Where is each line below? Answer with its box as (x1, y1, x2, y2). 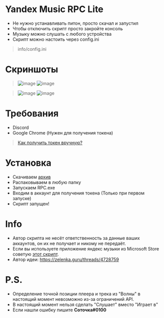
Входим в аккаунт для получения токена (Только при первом (12, 190, 145, 196)
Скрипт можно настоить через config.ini (12, 36, 100, 42)
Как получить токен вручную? (17, 140, 83, 146)
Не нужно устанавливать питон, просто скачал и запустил (12, 20, 138, 26)
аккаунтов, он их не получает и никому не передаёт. (12, 240, 126, 246)
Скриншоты (5, 64, 58, 75)
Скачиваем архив (12, 174, 51, 180)
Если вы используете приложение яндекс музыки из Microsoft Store (12, 245, 159, 251)
